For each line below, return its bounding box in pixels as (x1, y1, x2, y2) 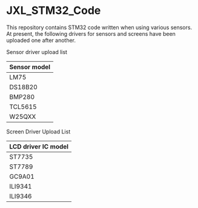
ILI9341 (9, 182, 32, 190)
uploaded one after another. (6, 36, 76, 44)
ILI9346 (9, 192, 32, 200)
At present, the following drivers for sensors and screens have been (6, 30, 176, 37)
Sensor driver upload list (6, 48, 68, 55)
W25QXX (9, 112, 36, 121)
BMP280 (9, 92, 35, 101)
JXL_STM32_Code (6, 4, 101, 18)
